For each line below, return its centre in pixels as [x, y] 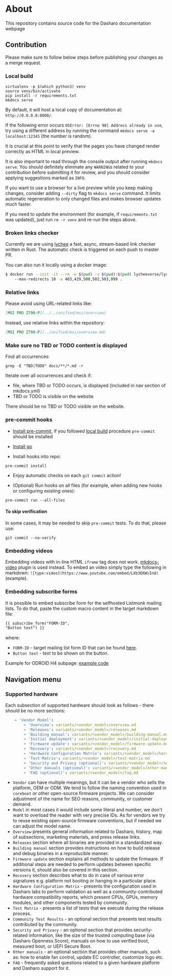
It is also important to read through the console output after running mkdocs [84, 161]
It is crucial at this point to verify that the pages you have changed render [83, 146]
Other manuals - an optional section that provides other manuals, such [87, 952]
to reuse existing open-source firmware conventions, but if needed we [87, 821]
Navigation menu [33, 679]
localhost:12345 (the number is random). [49, 136]
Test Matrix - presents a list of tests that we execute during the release [88, 908]
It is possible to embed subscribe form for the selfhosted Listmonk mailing [84, 603]
